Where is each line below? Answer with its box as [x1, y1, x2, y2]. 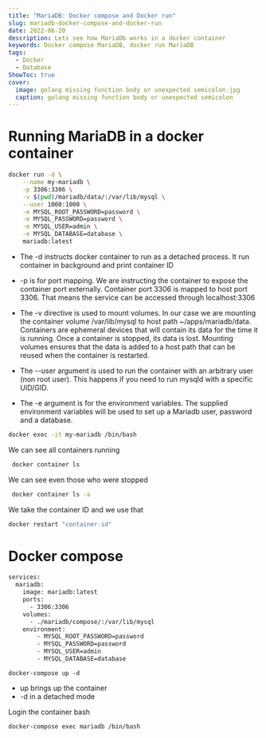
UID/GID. [19, 383, 49, 392]
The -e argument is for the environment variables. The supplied [19, 398, 229, 407]
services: [8, 573, 41, 582]
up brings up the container [19, 683, 108, 693]
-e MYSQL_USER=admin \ [22, 222, 98, 231]
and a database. [19, 415, 73, 425]
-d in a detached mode [19, 691, 96, 701]
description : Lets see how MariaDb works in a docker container [8, 33, 226, 42]
